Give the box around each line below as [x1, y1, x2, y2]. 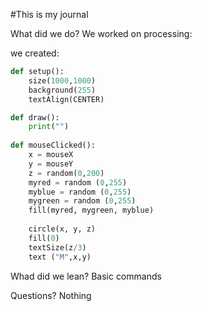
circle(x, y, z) [28, 224, 97, 234]
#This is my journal [10, 9, 89, 20]
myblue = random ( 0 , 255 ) [28, 187, 132, 197]
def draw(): [10, 112, 60, 123]
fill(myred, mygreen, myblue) [28, 205, 155, 216]
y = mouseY [28, 159, 74, 169]
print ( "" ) [28, 122, 70, 132]
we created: [10, 47, 60, 59]
